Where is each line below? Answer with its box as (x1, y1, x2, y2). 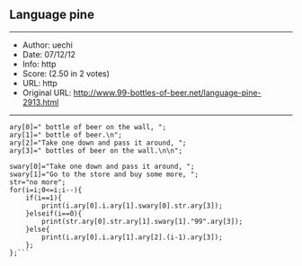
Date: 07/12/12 (22, 49, 76, 59)
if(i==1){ (25, 193, 63, 202)
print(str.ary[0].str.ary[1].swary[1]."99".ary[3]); (41, 217, 244, 226)
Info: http (22, 58, 57, 69)
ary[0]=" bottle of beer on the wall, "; (9, 122, 167, 131)
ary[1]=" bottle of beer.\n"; (9, 130, 123, 139)
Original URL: (22, 87, 72, 98)
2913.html (22, 96, 59, 107)
